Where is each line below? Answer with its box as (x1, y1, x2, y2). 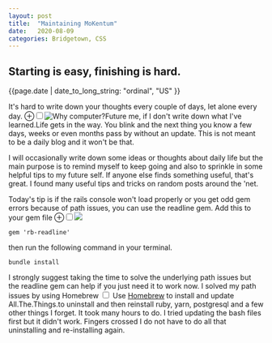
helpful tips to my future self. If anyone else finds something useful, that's (8, 170, 254, 180)
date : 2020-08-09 (8, 27, 74, 35)
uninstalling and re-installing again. (8, 325, 125, 335)
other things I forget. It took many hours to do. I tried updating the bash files (8, 308, 261, 318)
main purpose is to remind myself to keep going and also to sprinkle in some (8, 161, 263, 171)
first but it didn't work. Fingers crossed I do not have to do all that (8, 317, 227, 327)
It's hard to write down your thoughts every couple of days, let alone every (8, 102, 257, 112)
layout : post (8, 11, 53, 20)
